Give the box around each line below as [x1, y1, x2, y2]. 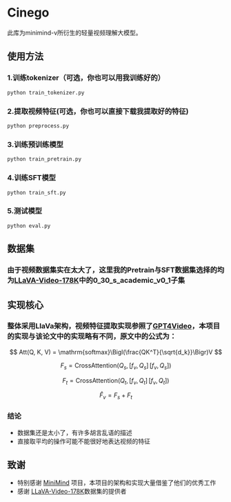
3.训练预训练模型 [7, 139, 64, 149]
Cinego [7, 5, 50, 21]
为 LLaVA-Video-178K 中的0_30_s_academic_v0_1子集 [7, 276, 185, 285]
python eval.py [7, 222, 51, 229]
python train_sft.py [7, 189, 67, 196]
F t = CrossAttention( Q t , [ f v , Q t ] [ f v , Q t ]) [62, 376, 170, 386]
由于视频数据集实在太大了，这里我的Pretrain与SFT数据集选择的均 [7, 265, 225, 275]
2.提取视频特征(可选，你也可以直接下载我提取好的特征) [7, 106, 189, 116]
